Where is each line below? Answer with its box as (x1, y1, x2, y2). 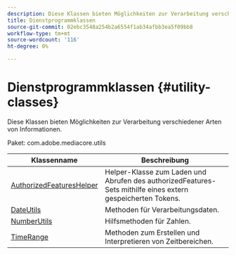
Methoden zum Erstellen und (105, 228, 200, 237)
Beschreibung (140, 155, 190, 165)
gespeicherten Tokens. (105, 193, 181, 203)
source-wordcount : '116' (7, 37, 80, 44)
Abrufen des (105, 176, 146, 185)
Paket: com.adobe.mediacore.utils (7, 138, 107, 147)
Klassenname (31, 155, 79, 165)
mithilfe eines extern (121, 184, 189, 194)
